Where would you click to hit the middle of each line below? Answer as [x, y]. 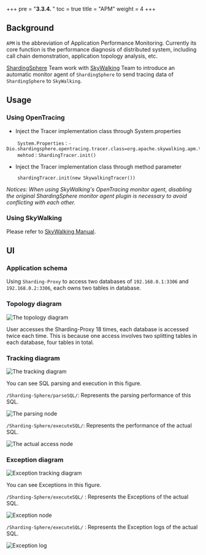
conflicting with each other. [41, 202]
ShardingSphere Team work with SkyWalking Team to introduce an [91, 67]
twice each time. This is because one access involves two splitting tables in [102, 335]
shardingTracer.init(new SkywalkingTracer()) [77, 178]
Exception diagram [35, 460]
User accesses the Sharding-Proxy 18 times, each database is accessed [97, 329]
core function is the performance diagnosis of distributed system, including [101, 49]
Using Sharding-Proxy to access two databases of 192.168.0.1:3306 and [97, 281]
